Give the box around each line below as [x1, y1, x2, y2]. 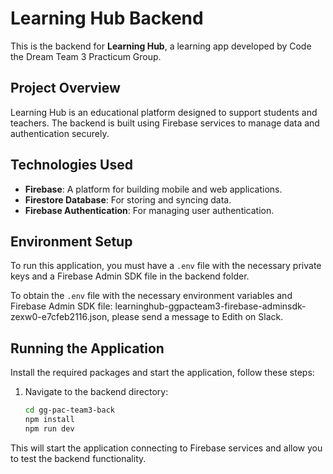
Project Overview [10, 80, 121, 97]
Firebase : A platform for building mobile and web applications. [24, 183, 283, 195]
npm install [24, 415, 75, 425]
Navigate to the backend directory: [24, 386, 169, 398]
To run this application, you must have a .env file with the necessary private [10, 260, 322, 272]
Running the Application [10, 340, 165, 357]
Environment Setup [10, 233, 133, 250]
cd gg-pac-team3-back [24, 405, 115, 416]
